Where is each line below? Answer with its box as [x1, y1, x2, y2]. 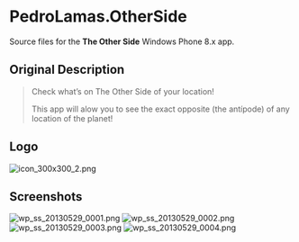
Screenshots [9, 189, 83, 204]
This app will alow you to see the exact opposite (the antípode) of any [31, 103, 290, 114]
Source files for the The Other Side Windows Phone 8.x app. [9, 36, 235, 47]
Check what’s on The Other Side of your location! [31, 85, 214, 96]
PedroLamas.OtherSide [9, 6, 187, 27]
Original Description [9, 62, 125, 77]
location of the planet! [31, 112, 113, 123]
